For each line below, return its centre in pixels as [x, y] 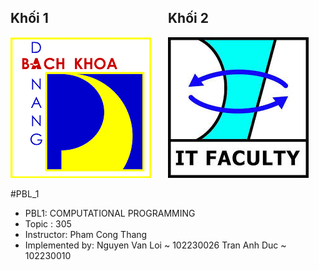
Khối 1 [29, 18]
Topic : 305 [48, 223]
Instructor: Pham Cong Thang [86, 234]
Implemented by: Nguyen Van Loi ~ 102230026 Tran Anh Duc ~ [155, 245]
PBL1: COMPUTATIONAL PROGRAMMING [110, 213]
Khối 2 [188, 18]
